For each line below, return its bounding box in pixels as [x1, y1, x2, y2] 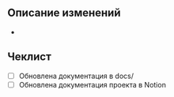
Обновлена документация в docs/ [18, 71, 134, 80]
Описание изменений [7, 6, 121, 20]
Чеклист [7, 50, 52, 64]
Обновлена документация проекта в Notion [18, 80, 167, 89]
